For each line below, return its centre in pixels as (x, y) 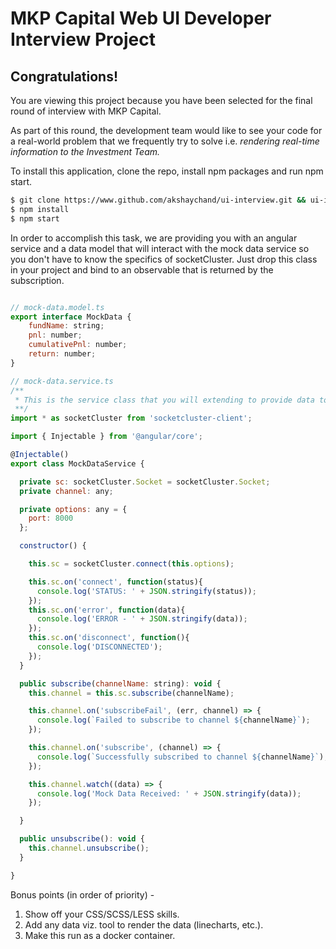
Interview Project (83, 39)
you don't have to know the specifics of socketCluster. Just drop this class (164, 259)
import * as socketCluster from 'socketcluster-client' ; (131, 418)
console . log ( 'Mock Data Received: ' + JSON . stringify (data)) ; (169, 793)
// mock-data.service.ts (62, 381)
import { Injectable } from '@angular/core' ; (106, 437)
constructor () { (53, 546)
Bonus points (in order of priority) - (82, 894)
